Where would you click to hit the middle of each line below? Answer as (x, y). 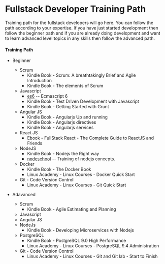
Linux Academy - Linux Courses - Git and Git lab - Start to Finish (92, 256)
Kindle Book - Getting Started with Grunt (68, 107)
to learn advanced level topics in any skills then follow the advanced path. (80, 38)
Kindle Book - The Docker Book (59, 169)
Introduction (39, 81)
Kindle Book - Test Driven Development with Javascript (83, 101)
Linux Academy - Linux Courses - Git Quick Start (77, 185)
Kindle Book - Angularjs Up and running (67, 117)
